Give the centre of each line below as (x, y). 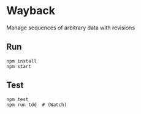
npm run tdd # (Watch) (37, 105)
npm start (19, 66)
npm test (17, 99)
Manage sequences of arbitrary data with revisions (71, 28)
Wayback (31, 11)
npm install (21, 61)
